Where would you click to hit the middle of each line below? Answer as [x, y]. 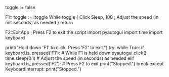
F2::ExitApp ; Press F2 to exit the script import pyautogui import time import [84, 32]
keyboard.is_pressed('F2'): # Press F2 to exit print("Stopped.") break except [85, 64]
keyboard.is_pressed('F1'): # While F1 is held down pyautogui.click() [76, 53]
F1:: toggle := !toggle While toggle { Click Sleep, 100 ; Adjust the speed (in [82, 17]
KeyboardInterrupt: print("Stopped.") [44, 69]
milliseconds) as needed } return [39, 23]
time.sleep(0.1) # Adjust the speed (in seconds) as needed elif [70, 58]
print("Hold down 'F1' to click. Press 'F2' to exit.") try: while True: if [75, 47]
